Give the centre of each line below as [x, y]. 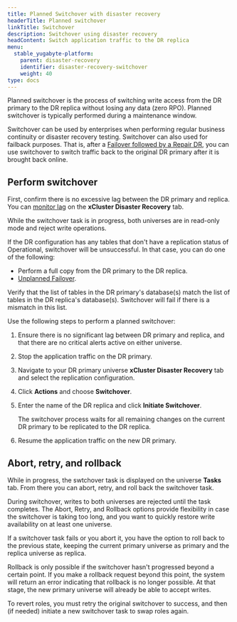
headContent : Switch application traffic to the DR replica [99, 41]
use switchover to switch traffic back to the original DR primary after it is [113, 152]
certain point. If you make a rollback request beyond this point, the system [116, 575]
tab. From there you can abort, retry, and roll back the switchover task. [111, 488]
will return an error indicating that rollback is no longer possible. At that [111, 582]
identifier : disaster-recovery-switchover [84, 67]
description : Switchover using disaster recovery [83, 34]
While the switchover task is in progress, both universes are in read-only [114, 221]
